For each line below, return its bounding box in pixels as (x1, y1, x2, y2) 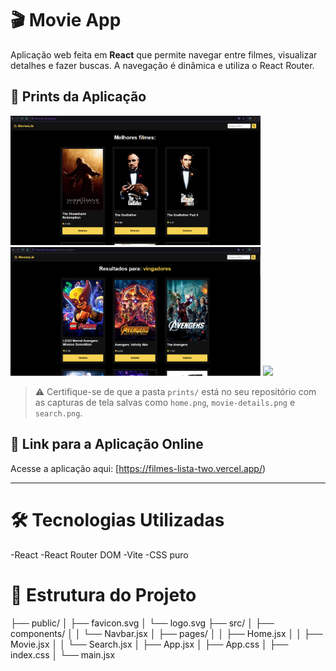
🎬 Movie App (10, 9, 122, 32)
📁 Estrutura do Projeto (10, 583, 197, 606)
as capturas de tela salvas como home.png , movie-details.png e (34, 396, 296, 408)
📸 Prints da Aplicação (10, 88, 147, 106)
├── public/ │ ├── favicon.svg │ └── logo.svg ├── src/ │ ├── (10, 617, 275, 629)
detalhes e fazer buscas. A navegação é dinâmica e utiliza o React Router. (10, 59, 315, 71)
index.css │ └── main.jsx (10, 648, 116, 661)
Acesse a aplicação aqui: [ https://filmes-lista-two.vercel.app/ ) (10, 462, 267, 474)
